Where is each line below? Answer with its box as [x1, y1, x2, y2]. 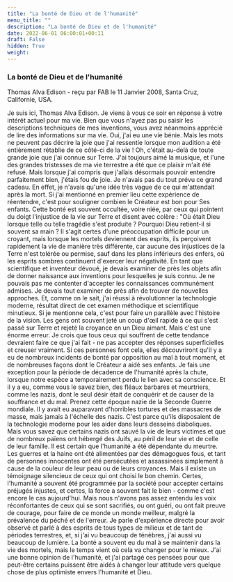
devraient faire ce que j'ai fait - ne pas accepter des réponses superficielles [7, 339, 225, 347]
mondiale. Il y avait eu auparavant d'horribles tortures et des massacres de [7, 405, 222, 413]
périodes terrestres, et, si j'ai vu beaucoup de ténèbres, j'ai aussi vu [7, 531, 202, 539]
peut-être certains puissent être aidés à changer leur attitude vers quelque [7, 560, 221, 569]
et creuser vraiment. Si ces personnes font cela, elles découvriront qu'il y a [7, 346, 223, 354]
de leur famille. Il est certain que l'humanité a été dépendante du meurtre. [7, 442, 218, 450]
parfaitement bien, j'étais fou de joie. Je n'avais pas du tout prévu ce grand [7, 176, 223, 184]
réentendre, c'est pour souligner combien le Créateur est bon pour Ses [7, 198, 210, 206]
